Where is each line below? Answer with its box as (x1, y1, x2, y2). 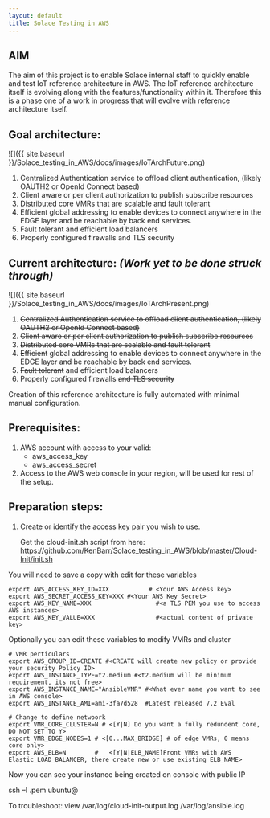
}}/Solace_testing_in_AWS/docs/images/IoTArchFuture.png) (8, 157, 206, 167)
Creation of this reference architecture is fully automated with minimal (8, 389, 239, 399)
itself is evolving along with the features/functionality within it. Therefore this (8, 88, 263, 97)
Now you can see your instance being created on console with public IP (8, 769, 246, 779)
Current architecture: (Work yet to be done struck (8, 256, 262, 270)
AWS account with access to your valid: (19, 443, 152, 452)
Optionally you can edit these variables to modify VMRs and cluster (8, 634, 231, 644)
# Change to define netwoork (8, 713, 106, 722)
